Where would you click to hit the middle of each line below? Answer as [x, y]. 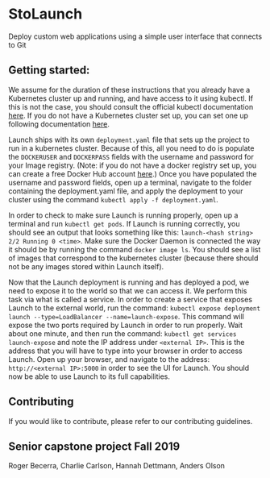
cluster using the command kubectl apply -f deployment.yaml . [114, 199]
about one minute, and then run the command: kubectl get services [123, 333]
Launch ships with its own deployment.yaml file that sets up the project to [129, 139]
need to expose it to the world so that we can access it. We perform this [128, 290]
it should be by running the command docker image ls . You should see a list [135, 249]
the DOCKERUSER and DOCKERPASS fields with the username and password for [131, 156]
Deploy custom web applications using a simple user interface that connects [135, 36]
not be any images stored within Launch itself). [86, 266]
